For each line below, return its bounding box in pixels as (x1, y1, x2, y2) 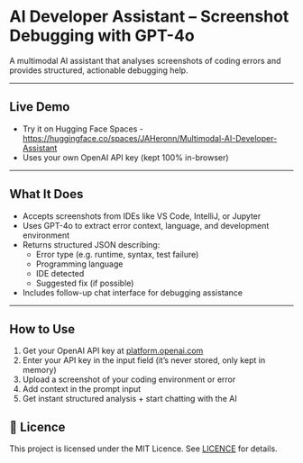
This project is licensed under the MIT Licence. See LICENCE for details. (9, 443, 278, 454)
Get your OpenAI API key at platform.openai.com (22, 345, 204, 357)
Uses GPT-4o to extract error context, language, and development (22, 220, 270, 231)
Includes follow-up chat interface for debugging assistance (22, 286, 243, 298)
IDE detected (35, 268, 85, 278)
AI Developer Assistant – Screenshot (9, 6, 289, 27)
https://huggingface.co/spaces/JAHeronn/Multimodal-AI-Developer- (22, 132, 278, 143)
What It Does (9, 186, 84, 202)
